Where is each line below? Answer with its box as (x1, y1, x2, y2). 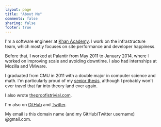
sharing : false (5, 20, 36, 26)
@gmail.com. (5, 116, 32, 122)
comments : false (5, 16, 38, 21)
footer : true (5, 25, 32, 30)
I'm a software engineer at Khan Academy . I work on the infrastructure (5, 38, 146, 44)
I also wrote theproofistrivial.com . (5, 93, 72, 98)
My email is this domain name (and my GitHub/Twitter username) (5, 111, 135, 117)
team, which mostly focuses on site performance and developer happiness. (5, 44, 156, 49)
